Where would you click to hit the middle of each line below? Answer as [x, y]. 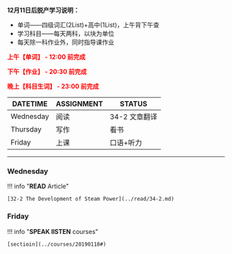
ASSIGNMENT [79, 104]
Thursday [26, 129]
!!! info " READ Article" [38, 186]
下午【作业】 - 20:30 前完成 [47, 72]
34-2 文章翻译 [133, 117]
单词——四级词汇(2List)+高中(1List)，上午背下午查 [88, 25]
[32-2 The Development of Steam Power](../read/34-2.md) [91, 199]
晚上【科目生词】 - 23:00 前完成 [53, 86]
